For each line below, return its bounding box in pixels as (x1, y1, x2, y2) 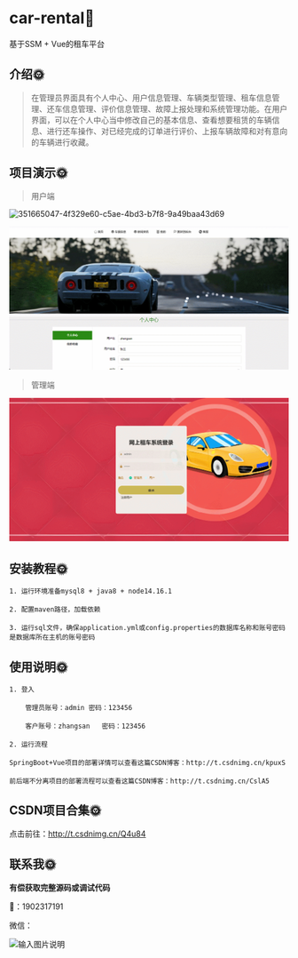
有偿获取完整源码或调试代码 (9, 882, 111, 892)
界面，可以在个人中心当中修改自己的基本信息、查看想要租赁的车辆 (30, 115, 272, 125)
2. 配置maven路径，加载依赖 (9, 605, 101, 614)
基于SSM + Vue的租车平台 (9, 38, 105, 49)
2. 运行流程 (9, 739, 49, 749)
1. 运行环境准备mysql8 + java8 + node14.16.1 (9, 587, 173, 596)
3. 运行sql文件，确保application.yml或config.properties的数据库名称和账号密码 (9, 624, 286, 633)
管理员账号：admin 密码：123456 (25, 703, 133, 712)
